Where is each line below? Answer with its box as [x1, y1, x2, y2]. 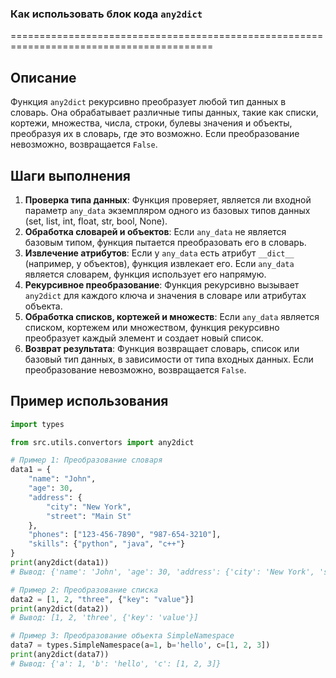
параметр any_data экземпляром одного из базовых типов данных [24, 204, 311, 216]
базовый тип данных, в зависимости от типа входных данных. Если [24, 353, 314, 365]
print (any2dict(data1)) [10, 558, 110, 568]
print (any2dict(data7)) [10, 650, 110, 660]
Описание [10, 69, 77, 86]
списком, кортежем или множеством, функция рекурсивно [24, 321, 280, 333]
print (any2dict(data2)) [10, 603, 110, 614]
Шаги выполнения [10, 167, 131, 184]
